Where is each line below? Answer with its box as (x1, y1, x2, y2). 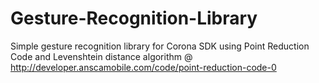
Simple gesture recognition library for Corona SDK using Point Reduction (10, 40, 310, 52)
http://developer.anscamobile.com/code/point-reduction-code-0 (10, 61, 277, 73)
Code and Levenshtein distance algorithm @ (10, 50, 193, 62)
